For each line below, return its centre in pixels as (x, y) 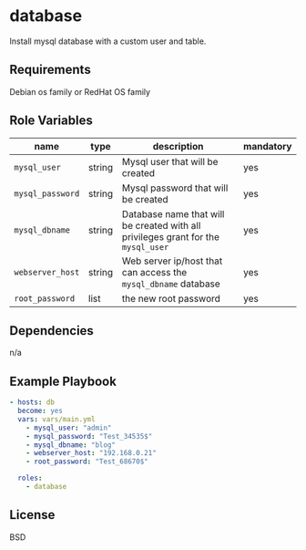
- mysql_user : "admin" (69, 428)
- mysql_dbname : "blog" (71, 445)
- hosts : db (32, 402)
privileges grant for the (171, 236)
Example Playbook (63, 381)
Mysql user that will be (170, 161)
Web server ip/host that (172, 261)
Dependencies (51, 331)
